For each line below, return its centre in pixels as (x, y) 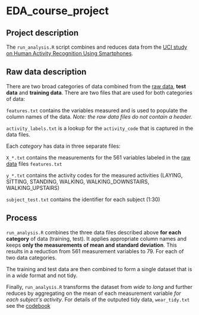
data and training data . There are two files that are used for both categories (99, 93)
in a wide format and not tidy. (42, 275)
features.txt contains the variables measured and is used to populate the (97, 110)
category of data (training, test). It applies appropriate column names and (97, 238)
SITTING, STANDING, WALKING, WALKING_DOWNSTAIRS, (78, 182)
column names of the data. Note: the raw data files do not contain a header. (99, 116)
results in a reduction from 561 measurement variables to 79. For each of (95, 251)
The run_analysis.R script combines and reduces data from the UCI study (97, 47)
